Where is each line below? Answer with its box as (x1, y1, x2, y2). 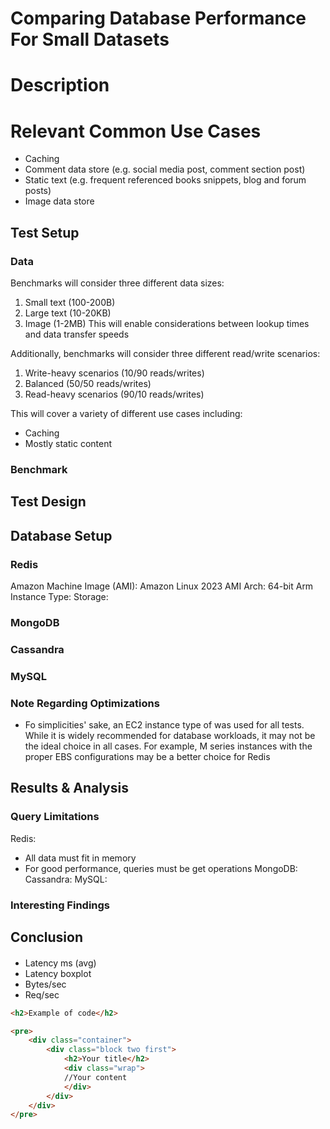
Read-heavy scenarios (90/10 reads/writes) (24, 388, 205, 400)
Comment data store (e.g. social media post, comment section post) (24, 163, 306, 176)
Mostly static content (24, 438, 112, 449)
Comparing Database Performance (10, 7, 307, 30)
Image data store (24, 195, 95, 207)
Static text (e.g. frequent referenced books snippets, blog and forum (24, 174, 307, 186)
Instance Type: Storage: (10, 591, 109, 602)
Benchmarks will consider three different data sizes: (10, 277, 225, 289)
